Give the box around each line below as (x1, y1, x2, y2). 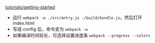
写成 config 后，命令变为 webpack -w (12, 26, 88, 32)
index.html (12, 20, 35, 26)
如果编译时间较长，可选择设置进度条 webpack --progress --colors (12, 32, 150, 38)
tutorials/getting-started (5, 4, 56, 10)
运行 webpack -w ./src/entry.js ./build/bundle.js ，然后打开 (12, 14, 142, 20)
